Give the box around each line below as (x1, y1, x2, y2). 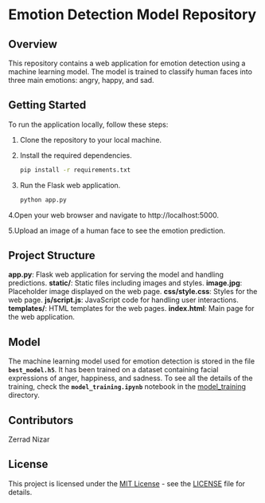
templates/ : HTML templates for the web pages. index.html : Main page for (8, 304, 255, 313)
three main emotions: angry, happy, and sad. (8, 76, 154, 84)
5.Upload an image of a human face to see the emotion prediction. (8, 226, 225, 235)
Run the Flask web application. (19, 180, 121, 190)
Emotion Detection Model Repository (8, 6, 257, 24)
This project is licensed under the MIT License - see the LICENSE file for (8, 478, 245, 488)
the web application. (8, 312, 76, 322)
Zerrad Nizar (8, 434, 50, 444)
